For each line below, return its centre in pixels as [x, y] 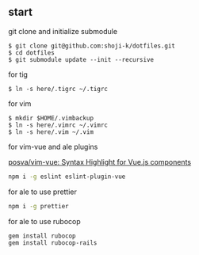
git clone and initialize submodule [63, 31]
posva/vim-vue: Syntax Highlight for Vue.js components [100, 162]
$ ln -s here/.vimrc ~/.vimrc [58, 125]
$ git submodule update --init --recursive [81, 59]
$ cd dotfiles [32, 53]
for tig [18, 74]
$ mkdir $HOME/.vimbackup [51, 118]
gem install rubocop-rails [53, 243]
